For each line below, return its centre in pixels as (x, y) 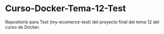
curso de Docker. (23, 27)
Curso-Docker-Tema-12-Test (65, 8)
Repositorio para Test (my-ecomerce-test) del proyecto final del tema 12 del (82, 22)
